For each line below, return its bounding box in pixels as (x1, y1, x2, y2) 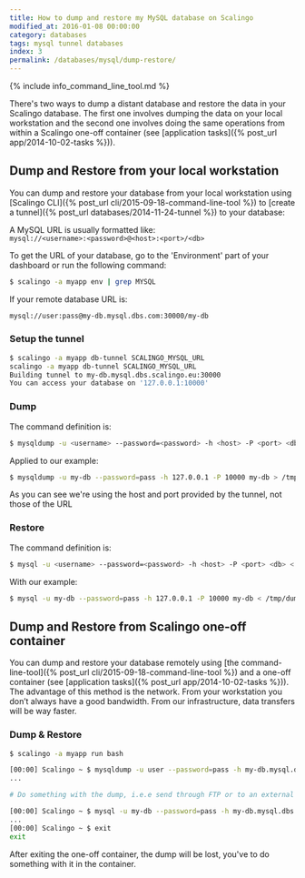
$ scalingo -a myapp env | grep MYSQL (9, 277, 156, 287)
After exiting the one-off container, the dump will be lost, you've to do (9, 848, 271, 860)
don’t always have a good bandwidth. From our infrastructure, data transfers (9, 696, 295, 707)
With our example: (9, 576, 78, 587)
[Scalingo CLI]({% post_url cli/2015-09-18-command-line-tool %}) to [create (9, 197, 296, 207)
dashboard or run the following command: (9, 259, 167, 270)
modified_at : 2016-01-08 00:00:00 (9, 22, 141, 31)
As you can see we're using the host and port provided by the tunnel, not (9, 489, 283, 500)
